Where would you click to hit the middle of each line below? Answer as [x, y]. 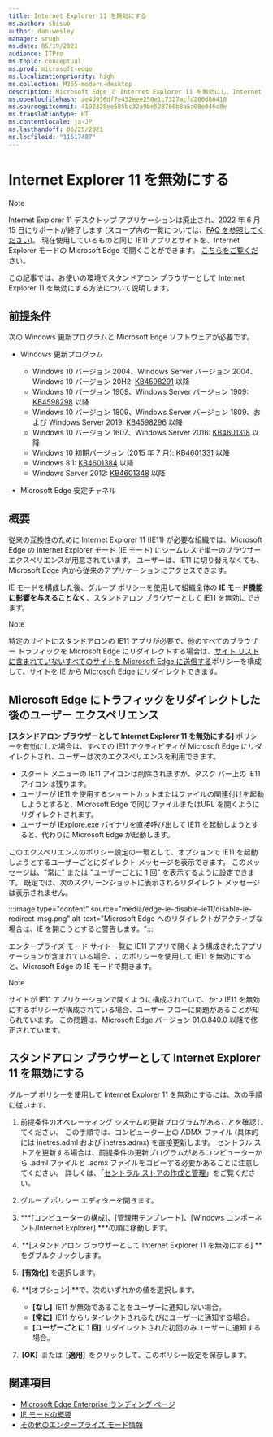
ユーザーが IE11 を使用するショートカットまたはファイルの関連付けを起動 [142, 794]
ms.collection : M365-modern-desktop [70, 84]
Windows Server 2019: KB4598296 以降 [115, 422]
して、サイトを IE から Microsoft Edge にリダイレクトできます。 [115, 671]
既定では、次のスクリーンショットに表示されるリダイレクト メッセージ [142, 882]
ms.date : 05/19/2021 [43, 46]
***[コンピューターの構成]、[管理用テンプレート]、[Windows [122, 1217]
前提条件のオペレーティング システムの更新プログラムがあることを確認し [142, 1122]
